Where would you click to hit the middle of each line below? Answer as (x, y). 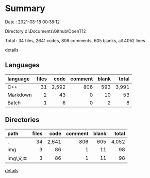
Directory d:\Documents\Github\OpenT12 (46, 31)
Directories (22, 120)
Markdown (20, 95)
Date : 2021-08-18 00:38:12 (33, 22)
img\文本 (17, 158)
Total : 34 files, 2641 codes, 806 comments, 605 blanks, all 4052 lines (75, 40)
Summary (25, 8)
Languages (22, 65)
